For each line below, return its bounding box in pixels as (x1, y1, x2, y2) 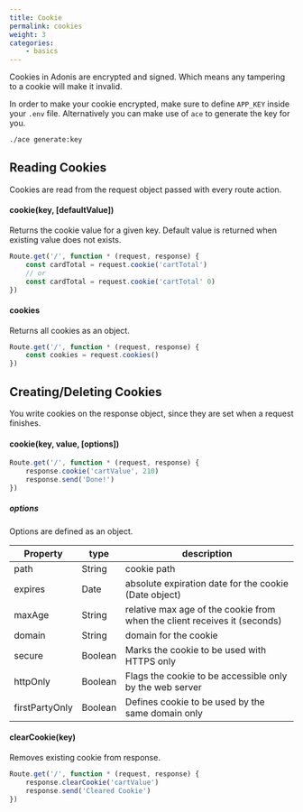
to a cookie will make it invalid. (9, 81, 124, 92)
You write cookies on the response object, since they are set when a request (9, 408, 294, 420)
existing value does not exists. (9, 235, 122, 245)
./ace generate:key (9, 135, 83, 144)
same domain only (124, 706, 203, 719)
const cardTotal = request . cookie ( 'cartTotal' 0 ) (25, 277, 216, 286)
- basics (25, 47, 59, 56)
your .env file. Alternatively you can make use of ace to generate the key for (9, 108, 290, 119)
